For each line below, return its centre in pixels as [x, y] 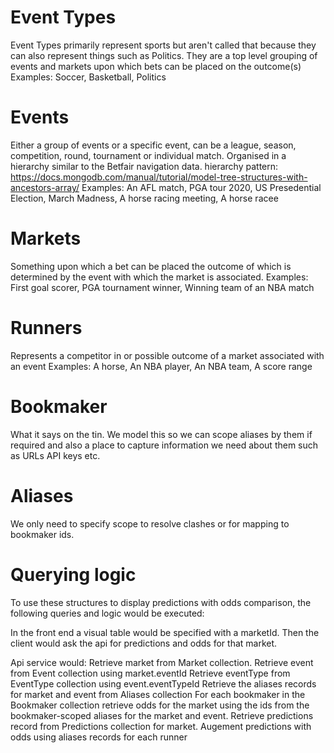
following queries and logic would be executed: [107, 613]
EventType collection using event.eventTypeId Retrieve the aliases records [163, 683]
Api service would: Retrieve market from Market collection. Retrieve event [162, 662]
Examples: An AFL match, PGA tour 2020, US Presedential [201, 187]
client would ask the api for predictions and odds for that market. [144, 643]
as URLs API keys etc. [55, 455]
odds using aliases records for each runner [99, 737]
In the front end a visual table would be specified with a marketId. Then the [165, 632]
